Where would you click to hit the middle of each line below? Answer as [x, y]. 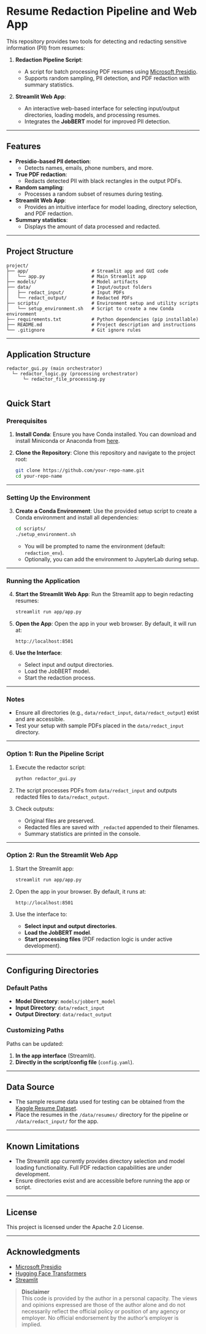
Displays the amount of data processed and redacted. [92, 226]
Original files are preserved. [59, 821]
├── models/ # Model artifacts [72, 282]
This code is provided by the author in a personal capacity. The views [109, 1298]
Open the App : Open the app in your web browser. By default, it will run [106, 624]
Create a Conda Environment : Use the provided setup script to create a [106, 511]
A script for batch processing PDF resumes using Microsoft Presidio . [111, 71]
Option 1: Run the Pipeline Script [55, 754]
